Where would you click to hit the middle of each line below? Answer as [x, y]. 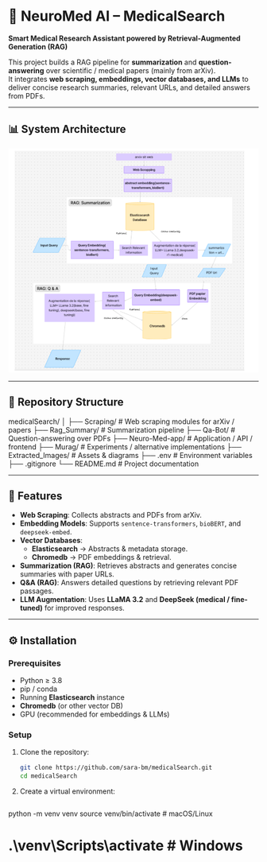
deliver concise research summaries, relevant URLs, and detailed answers [129, 87]
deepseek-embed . [46, 532]
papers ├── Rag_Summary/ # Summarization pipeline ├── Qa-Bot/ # [122, 429]
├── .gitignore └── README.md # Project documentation [104, 464]
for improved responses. [85, 608]
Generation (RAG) [38, 46]
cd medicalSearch [48, 776]
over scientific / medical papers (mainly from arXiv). [131, 70]
